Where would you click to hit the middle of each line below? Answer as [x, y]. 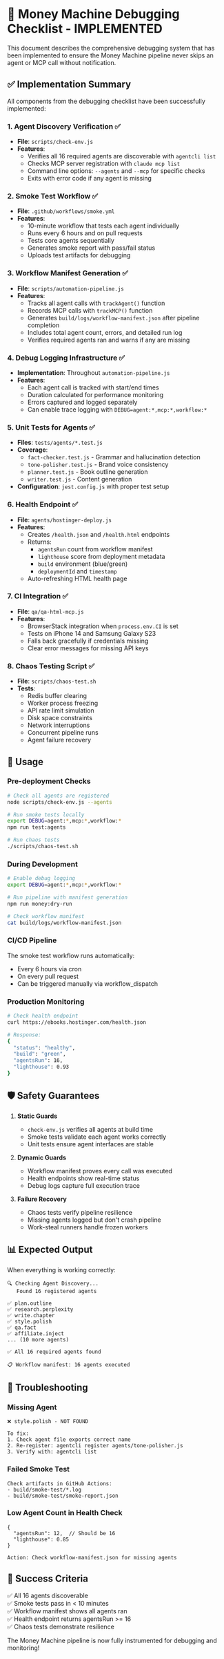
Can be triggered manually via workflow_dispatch [88, 983]
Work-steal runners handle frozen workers [88, 1227]
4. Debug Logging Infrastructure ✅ [66, 358]
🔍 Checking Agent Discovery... [53, 1283]
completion [43, 325]
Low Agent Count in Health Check [65, 1513]
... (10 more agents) [38, 1339]
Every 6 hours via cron [49, 969]
